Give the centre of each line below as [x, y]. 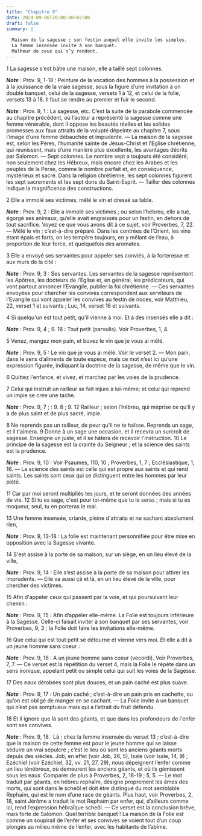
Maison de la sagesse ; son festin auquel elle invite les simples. [99, 40]
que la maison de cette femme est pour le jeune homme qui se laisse [91, 743]
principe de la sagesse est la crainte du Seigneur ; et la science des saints [98, 444]
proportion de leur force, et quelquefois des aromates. [74, 244]
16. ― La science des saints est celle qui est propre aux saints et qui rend [97, 468]
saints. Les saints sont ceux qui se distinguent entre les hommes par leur [97, 475]
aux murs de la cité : [31, 262]
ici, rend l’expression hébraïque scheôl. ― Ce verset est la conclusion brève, [101, 807]
